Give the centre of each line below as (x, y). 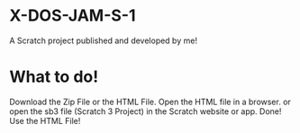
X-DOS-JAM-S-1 (73, 16)
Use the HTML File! (45, 120)
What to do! (54, 77)
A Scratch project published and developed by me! (104, 40)
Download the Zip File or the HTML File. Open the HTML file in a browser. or (150, 102)
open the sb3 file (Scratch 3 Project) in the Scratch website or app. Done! (145, 111)
